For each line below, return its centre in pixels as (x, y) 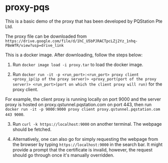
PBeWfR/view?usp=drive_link (35, 45)
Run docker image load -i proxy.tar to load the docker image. (78, 64)
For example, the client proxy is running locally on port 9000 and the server (83, 99)
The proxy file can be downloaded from (46, 36)
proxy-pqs (28, 7)
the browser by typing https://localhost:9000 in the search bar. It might (88, 144)
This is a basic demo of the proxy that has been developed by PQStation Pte (84, 21)
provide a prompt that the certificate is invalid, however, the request (82, 149)
